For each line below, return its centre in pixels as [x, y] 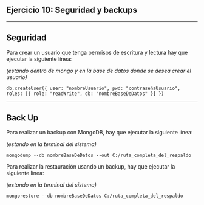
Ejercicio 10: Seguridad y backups [72, 10]
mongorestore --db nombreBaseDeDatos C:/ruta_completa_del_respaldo [95, 196]
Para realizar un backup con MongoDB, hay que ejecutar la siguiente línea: [100, 133]
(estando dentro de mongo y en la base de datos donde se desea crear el [99, 71]
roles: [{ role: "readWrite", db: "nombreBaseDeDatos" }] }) [85, 94]
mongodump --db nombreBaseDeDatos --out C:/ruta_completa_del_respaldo [99, 155]
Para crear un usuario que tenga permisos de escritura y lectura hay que [97, 52]
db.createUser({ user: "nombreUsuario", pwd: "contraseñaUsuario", [93, 88]
